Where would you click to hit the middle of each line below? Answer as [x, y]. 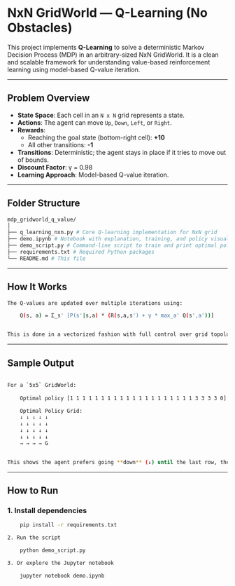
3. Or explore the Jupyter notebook [60, 563]
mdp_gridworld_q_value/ [42, 219]
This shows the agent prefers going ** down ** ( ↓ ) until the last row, [112, 462]
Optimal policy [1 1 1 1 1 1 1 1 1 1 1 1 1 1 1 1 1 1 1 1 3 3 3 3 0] [123, 398]
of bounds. [33, 160]
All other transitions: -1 [60, 144]
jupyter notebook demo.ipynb [62, 575]
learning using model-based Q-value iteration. [74, 69]
